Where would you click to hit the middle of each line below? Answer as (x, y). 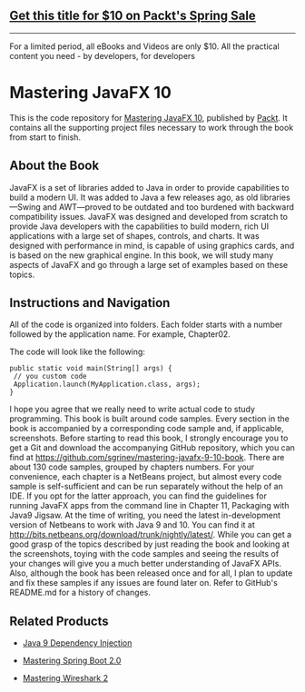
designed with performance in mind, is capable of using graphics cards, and (152, 245)
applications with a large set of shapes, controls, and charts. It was (135, 235)
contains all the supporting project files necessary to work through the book (152, 127)
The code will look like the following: (77, 352)
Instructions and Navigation (90, 303)
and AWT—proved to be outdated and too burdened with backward (168, 207)
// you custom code (50, 377)
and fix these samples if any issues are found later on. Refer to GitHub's (144, 583)
